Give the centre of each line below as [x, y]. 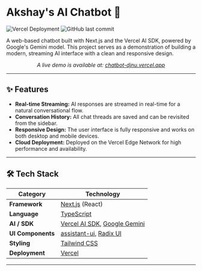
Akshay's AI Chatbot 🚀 [64, 12]
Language [24, 214]
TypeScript [76, 214]
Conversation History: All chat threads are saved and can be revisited [102, 117]
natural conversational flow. [49, 110]
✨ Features [27, 90]
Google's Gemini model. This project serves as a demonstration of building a [101, 47]
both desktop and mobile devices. [57, 136]
